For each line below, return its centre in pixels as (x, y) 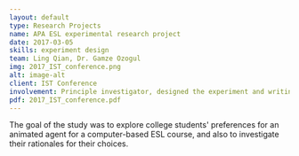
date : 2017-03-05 (41, 42)
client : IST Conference (53, 83)
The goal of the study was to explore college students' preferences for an (144, 125)
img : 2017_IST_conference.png (65, 67)
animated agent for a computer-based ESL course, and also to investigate (144, 135)
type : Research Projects (55, 26)
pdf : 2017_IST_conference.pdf (65, 100)
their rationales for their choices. (69, 144)
